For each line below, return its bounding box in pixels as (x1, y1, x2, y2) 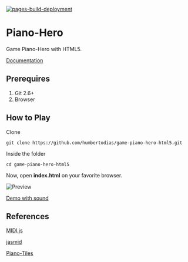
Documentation (6, 56, 43, 64)
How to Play (6, 113, 51, 123)
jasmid (6, 239, 22, 246)
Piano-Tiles (6, 250, 33, 257)
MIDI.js (6, 227, 23, 234)
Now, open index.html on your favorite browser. (6, 172, 123, 179)
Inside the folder (6, 150, 46, 157)
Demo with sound (6, 194, 49, 201)
